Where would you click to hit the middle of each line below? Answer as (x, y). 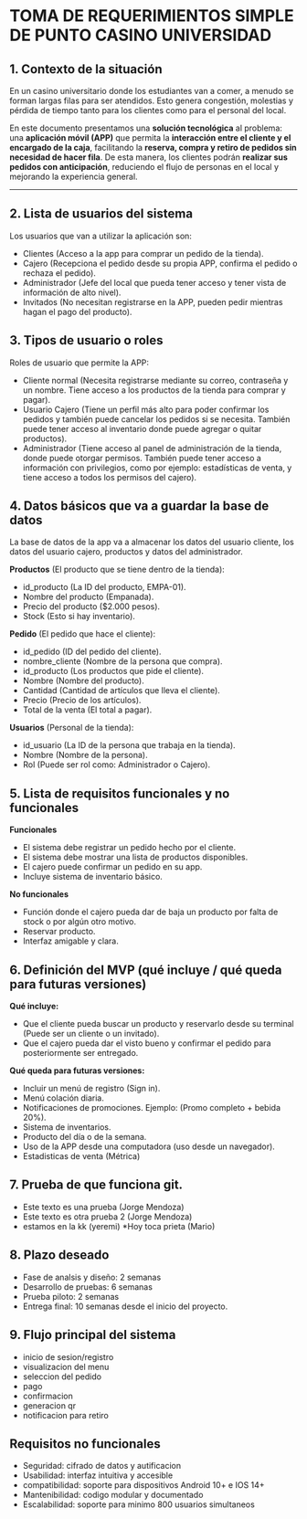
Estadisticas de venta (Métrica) (81, 1156)
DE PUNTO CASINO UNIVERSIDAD (141, 35)
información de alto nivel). (72, 292)
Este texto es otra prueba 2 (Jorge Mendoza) (107, 1217)
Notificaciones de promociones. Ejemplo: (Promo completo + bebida (152, 1108)
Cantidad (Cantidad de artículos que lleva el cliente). (122, 691)
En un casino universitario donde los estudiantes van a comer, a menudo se (152, 91)
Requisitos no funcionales (85, 1444)
